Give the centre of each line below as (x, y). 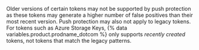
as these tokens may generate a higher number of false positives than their (100, 15)
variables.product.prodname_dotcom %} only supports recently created (96, 34)
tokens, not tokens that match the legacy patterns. (69, 41)
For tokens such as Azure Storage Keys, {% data (67, 28)
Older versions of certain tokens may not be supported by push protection (99, 9)
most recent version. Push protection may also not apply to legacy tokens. (99, 21)
